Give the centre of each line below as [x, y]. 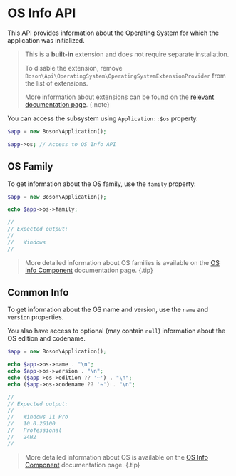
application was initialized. [46, 40]
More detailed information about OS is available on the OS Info [117, 457]
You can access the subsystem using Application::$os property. [103, 118]
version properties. [36, 317]
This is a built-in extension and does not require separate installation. [127, 54]
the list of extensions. [56, 83]
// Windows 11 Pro [38, 417]
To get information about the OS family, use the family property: [102, 184]
